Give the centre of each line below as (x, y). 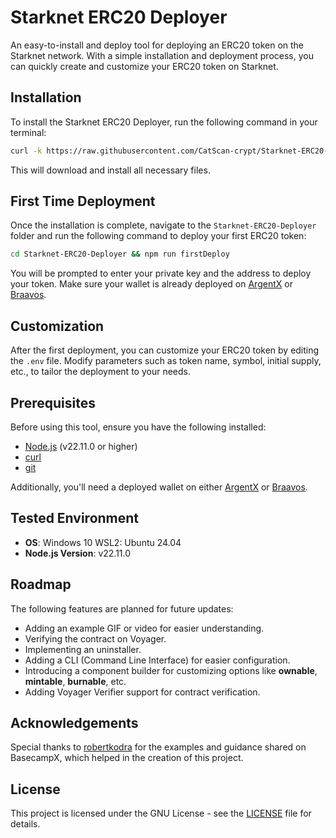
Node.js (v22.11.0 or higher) (81, 446)
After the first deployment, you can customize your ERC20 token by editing (165, 350)
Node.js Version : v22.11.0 (78, 553)
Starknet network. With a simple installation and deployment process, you (162, 55)
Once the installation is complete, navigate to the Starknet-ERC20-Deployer (163, 225)
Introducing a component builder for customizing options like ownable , (171, 670)
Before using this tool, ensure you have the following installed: (138, 427)
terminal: (28, 132)
